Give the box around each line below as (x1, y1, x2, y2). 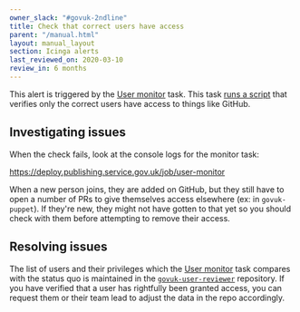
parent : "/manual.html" (9, 30, 100, 39)
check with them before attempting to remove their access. (9, 212, 231, 223)
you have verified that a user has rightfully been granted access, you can (9, 282, 283, 293)
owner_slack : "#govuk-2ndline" (9, 13, 128, 23)
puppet (9, 205, 34, 214)
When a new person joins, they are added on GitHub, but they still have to (9, 183, 285, 195)
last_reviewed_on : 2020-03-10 (9, 55, 124, 64)
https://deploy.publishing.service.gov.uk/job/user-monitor (9, 166, 226, 177)
